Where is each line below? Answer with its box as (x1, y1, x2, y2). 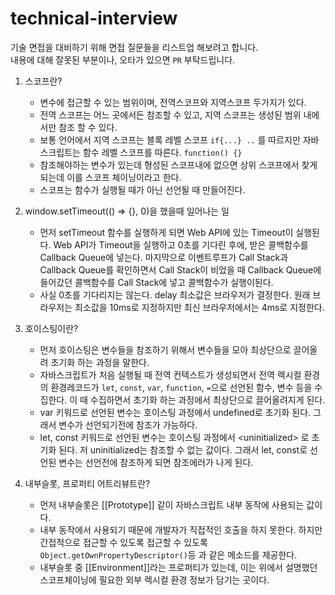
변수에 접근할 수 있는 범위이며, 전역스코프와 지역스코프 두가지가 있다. (39, 96, 307, 108)
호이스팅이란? (24, 322, 79, 334)
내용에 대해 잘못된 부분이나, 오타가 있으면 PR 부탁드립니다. (10, 53, 236, 66)
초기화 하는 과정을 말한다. (50, 356, 150, 368)
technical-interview (10, 7, 178, 30)
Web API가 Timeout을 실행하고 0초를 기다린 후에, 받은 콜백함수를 (53, 238, 309, 251)
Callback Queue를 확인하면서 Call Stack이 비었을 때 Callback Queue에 (39, 263, 322, 276)
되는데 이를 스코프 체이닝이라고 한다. (39, 171, 182, 183)
